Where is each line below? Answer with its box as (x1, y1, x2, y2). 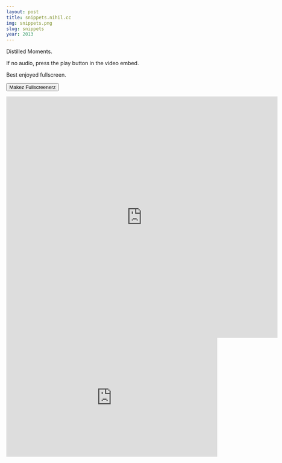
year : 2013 (6, 31, 34, 37)
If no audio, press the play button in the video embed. (6, 60, 139, 67)
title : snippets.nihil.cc (6, 14, 71, 21)
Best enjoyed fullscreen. (6, 71, 66, 78)
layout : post (6, 8, 39, 15)
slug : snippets (6, 25, 45, 32)
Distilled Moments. (6, 48, 52, 55)
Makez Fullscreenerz (9, 84, 56, 91)
